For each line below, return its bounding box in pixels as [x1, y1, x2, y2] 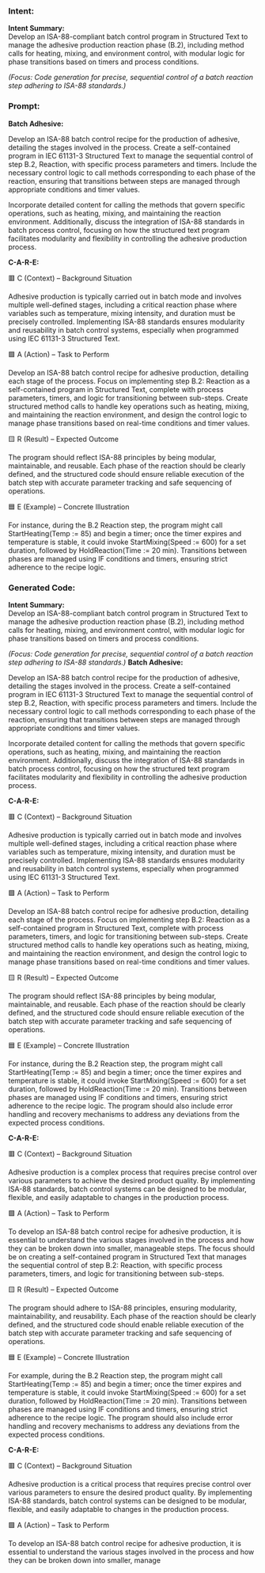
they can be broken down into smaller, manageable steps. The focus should [8, 1244, 256, 1253]
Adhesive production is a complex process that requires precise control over [8, 1167, 258, 1177]
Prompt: [8, 101, 40, 112]
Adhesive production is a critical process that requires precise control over [8, 1479, 252, 1488]
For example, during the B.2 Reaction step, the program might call [8, 1370, 223, 1380]
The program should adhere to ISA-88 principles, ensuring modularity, [8, 1303, 237, 1312]
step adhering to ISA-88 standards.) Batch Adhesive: [8, 657, 184, 667]
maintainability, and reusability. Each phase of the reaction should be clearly [8, 1311, 257, 1320]
